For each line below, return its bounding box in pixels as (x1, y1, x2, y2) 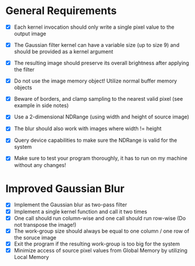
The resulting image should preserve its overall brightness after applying (13, 60, 190, 67)
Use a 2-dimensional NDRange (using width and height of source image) (13, 113, 190, 121)
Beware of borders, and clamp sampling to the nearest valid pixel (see (13, 96, 183, 103)
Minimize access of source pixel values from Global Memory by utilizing (13, 247, 188, 254)
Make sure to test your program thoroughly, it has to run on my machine (13, 155, 188, 162)
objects (13, 84, 33, 91)
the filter (13, 66, 35, 73)
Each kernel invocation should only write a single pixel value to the (13, 23, 175, 30)
